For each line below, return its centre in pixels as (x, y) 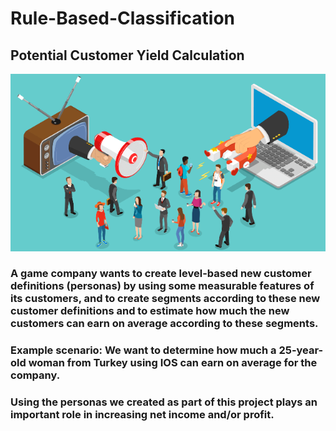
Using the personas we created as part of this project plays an (164, 402)
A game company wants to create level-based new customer (161, 274)
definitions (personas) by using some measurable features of (162, 286)
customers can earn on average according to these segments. (164, 324)
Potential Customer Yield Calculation (127, 55)
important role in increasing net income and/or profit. (142, 415)
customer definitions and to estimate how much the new (150, 311)
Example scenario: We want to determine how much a (143, 350)
